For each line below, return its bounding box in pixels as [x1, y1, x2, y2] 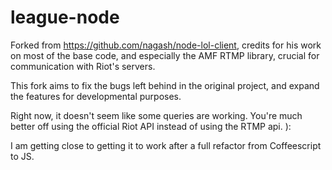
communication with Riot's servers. [10, 60, 156, 72]
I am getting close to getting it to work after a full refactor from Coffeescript [10, 139, 322, 151]
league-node [10, 6, 120, 29]
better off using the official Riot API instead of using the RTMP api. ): [10, 120, 292, 132]
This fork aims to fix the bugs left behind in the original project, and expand [10, 79, 320, 91]
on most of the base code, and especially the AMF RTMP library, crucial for [10, 49, 320, 61]
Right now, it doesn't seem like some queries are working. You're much [10, 109, 303, 121]
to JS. [10, 150, 35, 162]
